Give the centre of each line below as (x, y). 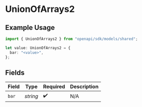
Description (84, 87)
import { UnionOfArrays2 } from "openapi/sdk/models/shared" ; (72, 39)
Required (54, 87)
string (31, 96)
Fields (15, 72)
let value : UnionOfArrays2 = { (38, 48)
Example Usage (30, 28)
